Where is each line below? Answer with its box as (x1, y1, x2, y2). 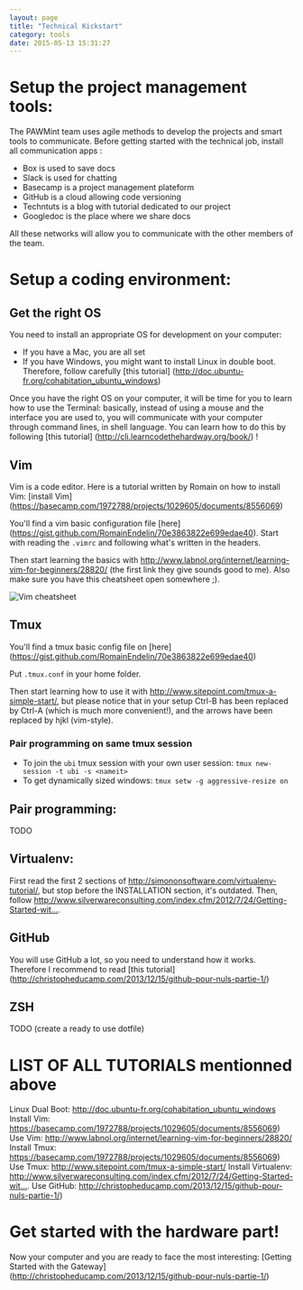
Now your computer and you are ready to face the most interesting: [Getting (9, 1251, 292, 1263)
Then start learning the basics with (9, 555, 139, 565)
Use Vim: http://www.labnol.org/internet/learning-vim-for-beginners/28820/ (9, 1133, 293, 1144)
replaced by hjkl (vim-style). (9, 714, 115, 725)
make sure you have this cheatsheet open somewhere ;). (9, 574, 220, 585)
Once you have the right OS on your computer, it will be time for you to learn (9, 393, 293, 404)
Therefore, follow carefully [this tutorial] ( (22, 366, 176, 377)
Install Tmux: (9, 1142, 57, 1153)
